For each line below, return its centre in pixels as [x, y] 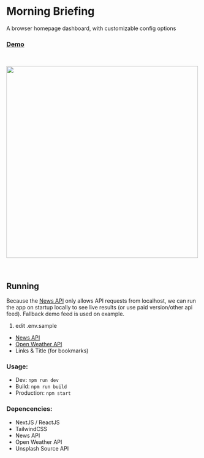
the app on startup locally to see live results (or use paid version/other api [100, 308]
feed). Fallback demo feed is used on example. [65, 314]
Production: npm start [43, 393]
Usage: [17, 367]
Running [23, 286]
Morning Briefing [51, 11]
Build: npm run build [41, 386]
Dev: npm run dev [37, 380]
